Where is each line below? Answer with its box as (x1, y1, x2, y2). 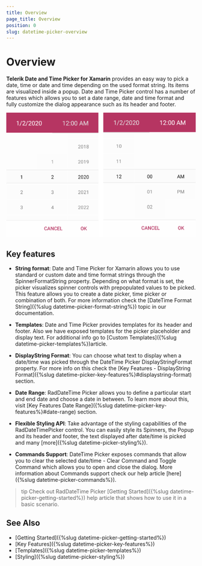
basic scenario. (20, 501, 59, 508)
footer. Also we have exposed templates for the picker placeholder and (14, 327, 191, 335)
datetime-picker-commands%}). (36, 476, 117, 483)
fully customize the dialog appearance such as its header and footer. (6, 101, 176, 108)
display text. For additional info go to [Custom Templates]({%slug (14, 333, 177, 341)
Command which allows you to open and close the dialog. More (14, 463, 173, 470)
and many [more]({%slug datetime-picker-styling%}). (14, 439, 148, 446)
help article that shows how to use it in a (87, 494, 187, 501)
